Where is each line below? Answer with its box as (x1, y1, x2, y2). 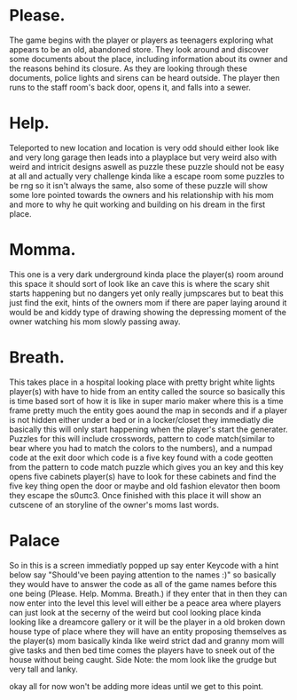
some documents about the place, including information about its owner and (9, 53, 288, 64)
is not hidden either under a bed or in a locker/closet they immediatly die (9, 414, 274, 425)
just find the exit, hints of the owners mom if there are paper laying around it (9, 297, 287, 307)
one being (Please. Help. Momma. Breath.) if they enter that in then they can (9, 588, 288, 599)
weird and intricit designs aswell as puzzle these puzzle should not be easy (9, 161, 285, 171)
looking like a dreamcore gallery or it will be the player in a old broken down (9, 616, 285, 627)
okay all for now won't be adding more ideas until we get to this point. (9, 680, 264, 691)
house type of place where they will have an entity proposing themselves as (9, 625, 287, 636)
